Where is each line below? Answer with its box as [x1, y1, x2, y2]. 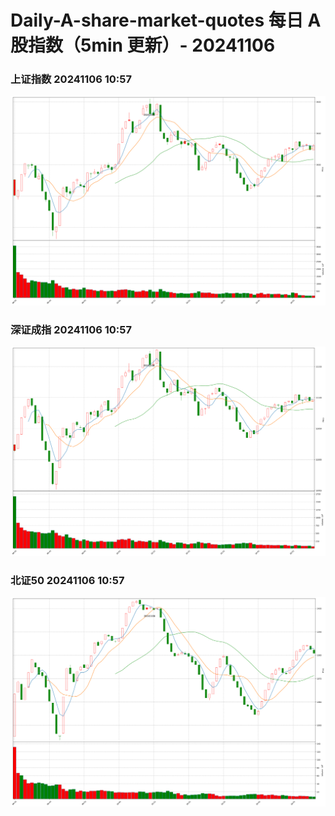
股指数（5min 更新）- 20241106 [10, 34, 276, 57]
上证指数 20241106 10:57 [10, 72, 133, 86]
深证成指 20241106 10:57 [10, 323, 133, 337]
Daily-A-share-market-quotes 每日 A [10, 9, 322, 32]
